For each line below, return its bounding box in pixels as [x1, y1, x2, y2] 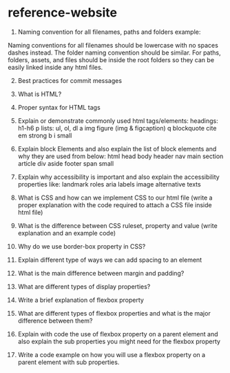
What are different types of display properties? [17, 282, 151, 291]
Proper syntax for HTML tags [17, 103, 101, 111]
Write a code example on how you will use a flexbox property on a [17, 350, 206, 358]
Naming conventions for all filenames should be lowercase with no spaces [8, 41, 219, 49]
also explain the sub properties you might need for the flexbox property [17, 337, 221, 345]
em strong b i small [17, 131, 72, 140]
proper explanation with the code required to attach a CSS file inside [17, 200, 212, 209]
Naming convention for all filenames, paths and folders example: [17, 28, 201, 36]
